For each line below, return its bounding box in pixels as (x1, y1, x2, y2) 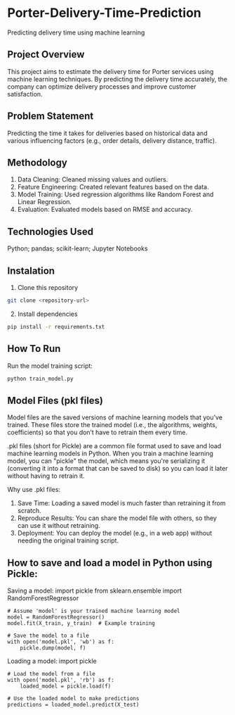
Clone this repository (17, 284, 79, 291)
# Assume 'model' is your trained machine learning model (7, 607, 180, 615)
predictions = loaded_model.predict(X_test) (7, 702, 140, 709)
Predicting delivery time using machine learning (7, 28, 145, 37)
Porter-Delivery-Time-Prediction (7, 5, 202, 21)
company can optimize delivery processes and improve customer (7, 82, 196, 91)
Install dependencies (17, 310, 79, 318)
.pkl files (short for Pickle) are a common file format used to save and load (7, 442, 222, 450)
